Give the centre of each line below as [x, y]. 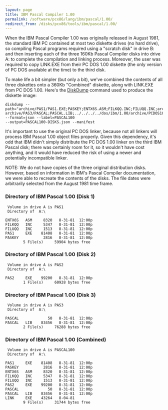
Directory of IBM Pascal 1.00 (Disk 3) [50, 294]
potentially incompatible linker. [37, 158]
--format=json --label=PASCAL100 [40, 118]
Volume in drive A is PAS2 [35, 265]
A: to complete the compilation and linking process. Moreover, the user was [83, 59]
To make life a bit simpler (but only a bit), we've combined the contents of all [84, 79]
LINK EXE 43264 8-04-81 [40, 398]
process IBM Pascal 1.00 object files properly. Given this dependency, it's [81, 137]
